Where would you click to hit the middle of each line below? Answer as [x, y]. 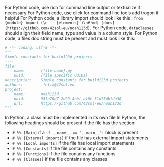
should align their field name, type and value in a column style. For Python [81, 33]
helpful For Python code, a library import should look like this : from [74, 18]
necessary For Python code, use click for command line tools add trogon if [82, 13]
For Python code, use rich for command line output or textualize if [73, 7]
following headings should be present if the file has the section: [70, 123]
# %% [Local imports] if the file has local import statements [73, 143]
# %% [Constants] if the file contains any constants [64, 149]
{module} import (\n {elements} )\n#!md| [52, 23]
